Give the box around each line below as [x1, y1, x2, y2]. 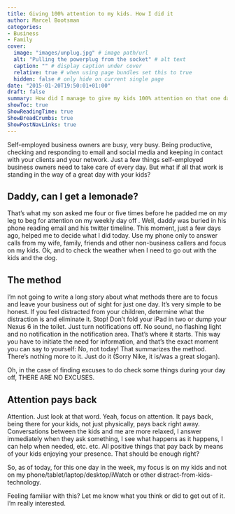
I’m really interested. [7, 499, 66, 507]
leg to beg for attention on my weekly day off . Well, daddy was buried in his [7, 217, 227, 225]
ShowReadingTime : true [7, 108, 73, 115]
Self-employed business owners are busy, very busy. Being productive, [7, 140, 213, 149]
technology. [7, 478, 42, 486]
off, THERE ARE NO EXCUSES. [7, 373, 95, 382]
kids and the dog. [7, 254, 58, 262]
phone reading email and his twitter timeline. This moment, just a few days [7, 224, 222, 232]
